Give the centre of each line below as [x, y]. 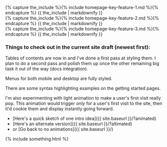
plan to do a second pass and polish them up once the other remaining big [82, 63]
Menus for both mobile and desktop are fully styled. [59, 79]
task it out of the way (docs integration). [47, 69]
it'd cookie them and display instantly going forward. [60, 109]
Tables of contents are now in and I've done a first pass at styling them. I [80, 58]
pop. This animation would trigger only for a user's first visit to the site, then [84, 103]
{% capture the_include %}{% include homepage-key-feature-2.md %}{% [82, 18]
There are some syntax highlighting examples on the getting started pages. [83, 88]
